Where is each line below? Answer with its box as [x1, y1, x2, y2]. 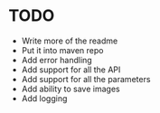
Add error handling [21, 54, 92, 65]
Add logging [21, 92, 68, 104]
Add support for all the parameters [21, 73, 151, 84]
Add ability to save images [21, 83, 120, 94]
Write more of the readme [21, 35, 118, 46]
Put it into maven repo [21, 44, 104, 55]
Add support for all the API [21, 64, 121, 75]
